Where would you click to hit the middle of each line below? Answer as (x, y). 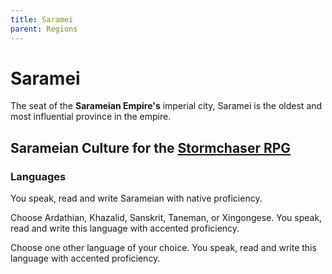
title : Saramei (42, 19)
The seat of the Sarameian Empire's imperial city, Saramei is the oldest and (166, 106)
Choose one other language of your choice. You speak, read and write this (163, 248)
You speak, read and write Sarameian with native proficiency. (136, 198)
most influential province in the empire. (91, 117)
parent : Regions (44, 29)
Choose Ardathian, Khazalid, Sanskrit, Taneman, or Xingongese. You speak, (166, 218)
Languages (38, 176)
